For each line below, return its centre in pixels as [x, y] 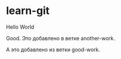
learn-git [28, 11]
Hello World [20, 27]
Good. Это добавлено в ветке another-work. [61, 38]
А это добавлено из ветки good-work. [53, 49]
